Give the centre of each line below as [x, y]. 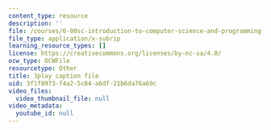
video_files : [30, 91]
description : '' [35, 23]
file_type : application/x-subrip [65, 38]
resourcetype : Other [43, 69]
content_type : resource [48, 16]
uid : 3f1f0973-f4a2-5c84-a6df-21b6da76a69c [83, 83]
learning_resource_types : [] [57, 46]
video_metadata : [35, 106]
